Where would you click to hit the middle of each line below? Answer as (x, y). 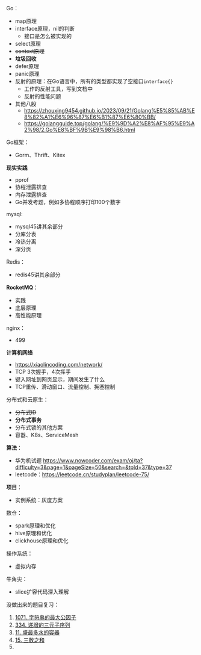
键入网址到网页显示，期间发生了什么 (60, 379)
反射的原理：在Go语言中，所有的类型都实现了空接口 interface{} (94, 81)
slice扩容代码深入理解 (42, 592)
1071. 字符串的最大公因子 (45, 617)
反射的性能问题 (42, 96)
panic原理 (27, 74)
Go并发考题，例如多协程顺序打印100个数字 (68, 202)
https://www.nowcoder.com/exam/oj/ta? (93, 461)
